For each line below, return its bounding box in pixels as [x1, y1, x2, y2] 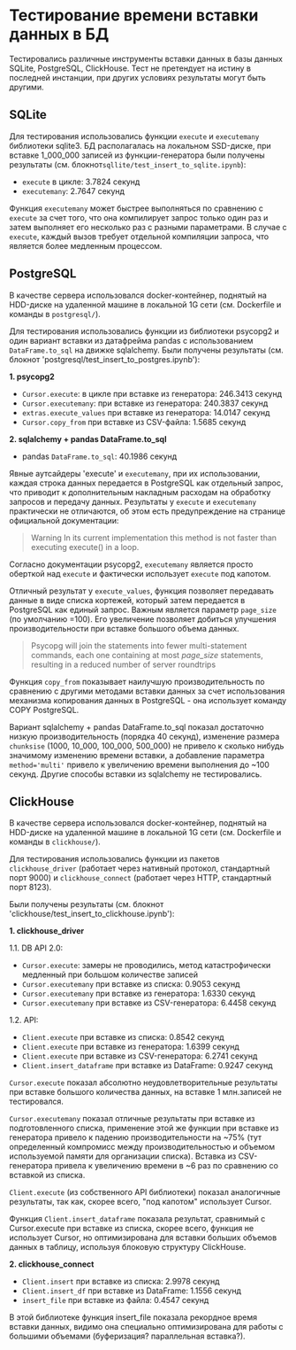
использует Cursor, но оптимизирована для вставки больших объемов [9, 1232, 277, 1243]
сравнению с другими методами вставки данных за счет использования [9, 686, 285, 696]
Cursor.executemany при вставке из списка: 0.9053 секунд [21, 979, 240, 989]
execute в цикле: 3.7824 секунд [21, 176, 140, 187]
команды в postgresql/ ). [9, 308, 102, 319]
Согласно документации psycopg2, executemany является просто [9, 559, 254, 570]
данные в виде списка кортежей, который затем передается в [9, 594, 246, 605]
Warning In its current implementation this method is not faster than [30, 532, 277, 543]
